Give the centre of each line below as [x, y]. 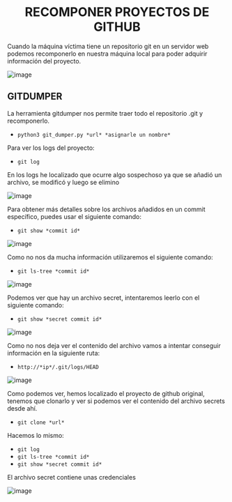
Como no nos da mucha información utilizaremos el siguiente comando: [110, 257]
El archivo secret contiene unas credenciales [71, 477]
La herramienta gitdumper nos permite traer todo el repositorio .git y [105, 113]
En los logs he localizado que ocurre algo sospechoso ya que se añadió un [115, 174]
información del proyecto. [44, 61]
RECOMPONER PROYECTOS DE [117, 12]
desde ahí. [22, 408]
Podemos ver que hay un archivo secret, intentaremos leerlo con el [103, 298]
